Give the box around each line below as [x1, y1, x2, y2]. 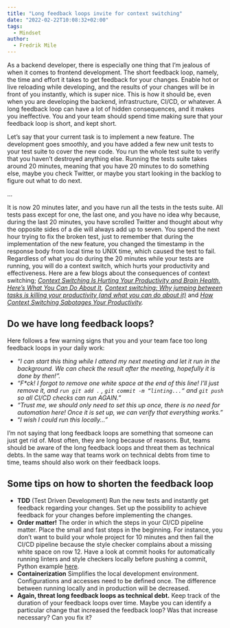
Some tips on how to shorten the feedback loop [7, 478, 214, 490]
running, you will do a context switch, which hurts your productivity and [7, 262, 210, 270]
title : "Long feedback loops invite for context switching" [7, 10, 183, 17]
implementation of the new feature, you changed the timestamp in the [7, 240, 205, 248]
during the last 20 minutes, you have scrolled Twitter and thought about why [7, 218, 223, 226]
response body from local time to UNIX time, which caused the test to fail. [7, 247, 216, 255]
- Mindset [13, 29, 41, 36]
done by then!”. [16, 371, 60, 380]
